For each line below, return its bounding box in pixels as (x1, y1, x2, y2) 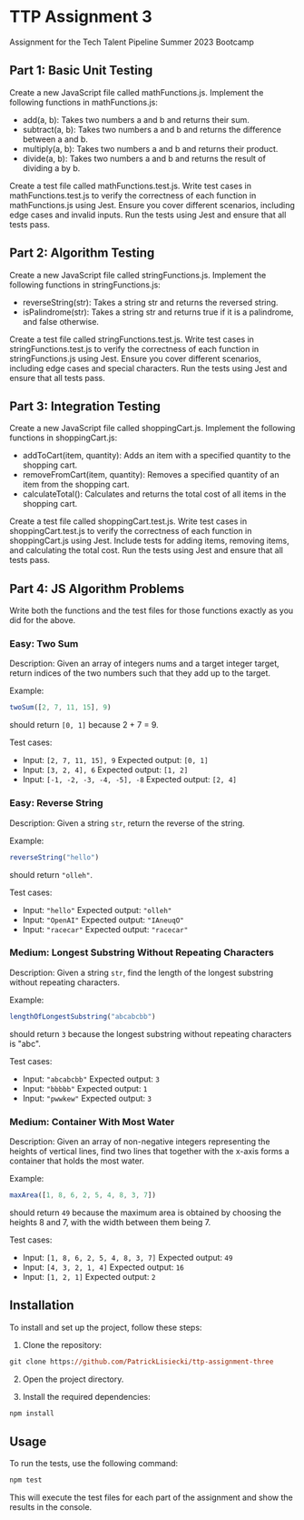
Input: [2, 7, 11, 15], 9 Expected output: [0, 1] (22, 755, 209, 766)
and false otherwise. (22, 316, 100, 327)
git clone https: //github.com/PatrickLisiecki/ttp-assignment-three (9, 1357, 274, 1366)
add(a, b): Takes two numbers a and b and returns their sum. (22, 114, 250, 125)
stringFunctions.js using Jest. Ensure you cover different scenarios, (9, 353, 261, 364)
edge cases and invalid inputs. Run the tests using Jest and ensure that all (9, 209, 287, 220)
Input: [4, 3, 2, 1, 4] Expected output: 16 (22, 1262, 184, 1273)
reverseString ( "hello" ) (9, 852, 100, 861)
